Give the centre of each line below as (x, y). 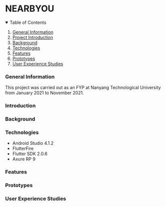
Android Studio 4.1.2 (33, 143)
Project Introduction (33, 37)
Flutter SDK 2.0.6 (30, 154)
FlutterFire (23, 149)
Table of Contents (28, 22)
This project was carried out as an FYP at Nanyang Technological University (83, 88)
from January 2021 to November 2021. (44, 93)
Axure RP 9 (24, 159)
